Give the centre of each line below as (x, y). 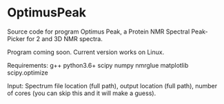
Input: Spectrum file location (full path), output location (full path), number (112, 86)
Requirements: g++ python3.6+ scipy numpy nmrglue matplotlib (98, 65)
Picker (16, 38)
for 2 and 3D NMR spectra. (65, 38)
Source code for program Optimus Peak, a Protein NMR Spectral (99, 31)
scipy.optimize (28, 73)
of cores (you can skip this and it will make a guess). (82, 93)
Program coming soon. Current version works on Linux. (86, 52)
